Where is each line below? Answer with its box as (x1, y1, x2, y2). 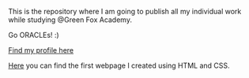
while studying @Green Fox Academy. (8, 15, 133, 24)
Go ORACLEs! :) (8, 31, 59, 39)
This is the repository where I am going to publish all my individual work (8, 7, 242, 16)
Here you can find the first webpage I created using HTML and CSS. (8, 61, 231, 70)
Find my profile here (8, 46, 74, 54)
